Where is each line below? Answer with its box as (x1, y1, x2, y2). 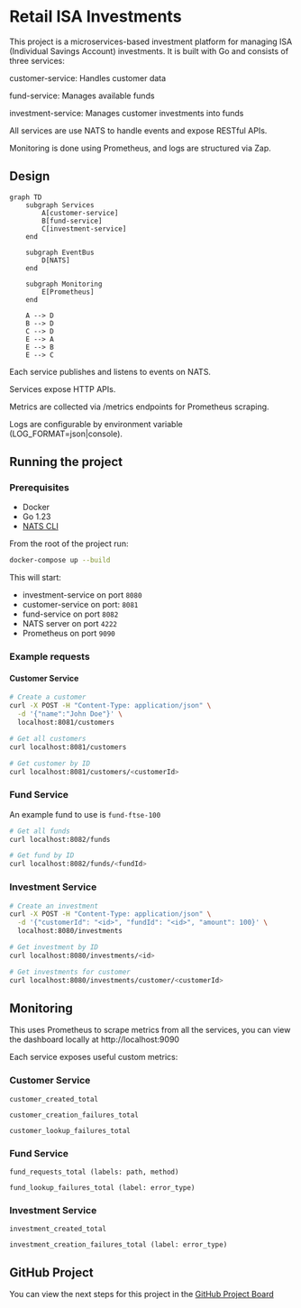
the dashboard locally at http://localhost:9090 (9, 1034, 180, 1045)
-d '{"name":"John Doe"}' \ (17, 709, 123, 718)
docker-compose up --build (9, 556, 111, 565)
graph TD (9, 192, 42, 202)
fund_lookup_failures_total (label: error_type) (9, 1183, 196, 1192)
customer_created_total (9, 1094, 99, 1103)
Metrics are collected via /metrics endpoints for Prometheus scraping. (9, 401, 269, 412)
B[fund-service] (41, 216, 103, 225)
